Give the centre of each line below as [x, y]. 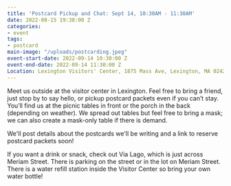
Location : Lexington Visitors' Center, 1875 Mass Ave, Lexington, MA [109, 71]
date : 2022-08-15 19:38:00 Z [49, 20]
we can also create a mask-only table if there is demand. [87, 120]
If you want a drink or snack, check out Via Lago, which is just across [105, 154]
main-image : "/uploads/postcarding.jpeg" [67, 52]
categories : [24, 26]
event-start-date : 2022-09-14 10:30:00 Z [67, 59]
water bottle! [25, 176]
